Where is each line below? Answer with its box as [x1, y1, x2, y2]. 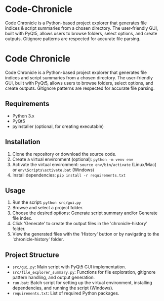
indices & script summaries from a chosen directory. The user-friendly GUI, [5, 25, 158, 31]
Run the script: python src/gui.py [12, 199, 82, 205]
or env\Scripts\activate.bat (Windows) [12, 167, 95, 173]
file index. [12, 215, 33, 221]
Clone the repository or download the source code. [12, 151, 117, 157]
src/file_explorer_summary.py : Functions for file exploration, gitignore [12, 269, 156, 275]
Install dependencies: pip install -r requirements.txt [12, 172, 126, 178]
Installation [5, 138, 41, 146]
